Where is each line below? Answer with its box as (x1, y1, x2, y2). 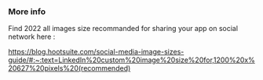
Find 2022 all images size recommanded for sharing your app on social (8, 24, 238, 33)
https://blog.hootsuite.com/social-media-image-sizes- (8, 47, 184, 57)
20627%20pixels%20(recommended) (8, 64, 131, 73)
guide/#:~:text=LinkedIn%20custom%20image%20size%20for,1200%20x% (8, 55, 255, 64)
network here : (8, 32, 56, 41)
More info (8, 6, 46, 17)
